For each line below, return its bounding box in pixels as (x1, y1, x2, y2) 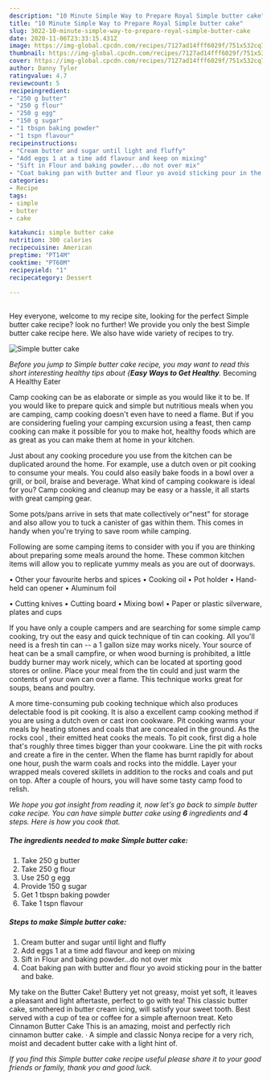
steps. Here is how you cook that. (9, 817, 121, 827)
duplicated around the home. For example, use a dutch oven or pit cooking (9, 459, 257, 469)
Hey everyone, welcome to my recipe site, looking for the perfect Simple (9, 311, 249, 321)
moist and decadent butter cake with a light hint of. (9, 1039, 178, 1049)
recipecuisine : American (9, 243, 92, 252)
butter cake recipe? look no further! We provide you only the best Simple (9, 320, 250, 330)
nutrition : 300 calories (9, 236, 92, 244)
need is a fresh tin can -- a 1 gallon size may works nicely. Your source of (9, 640, 252, 650)
